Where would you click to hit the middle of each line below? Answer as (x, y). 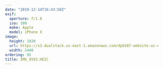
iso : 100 (18, 23)
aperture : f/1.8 (26, 18)
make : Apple (22, 28)
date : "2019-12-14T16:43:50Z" (36, 9)
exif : (10, 14)
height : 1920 (23, 41)
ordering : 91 (18, 55)
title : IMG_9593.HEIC (27, 59)
